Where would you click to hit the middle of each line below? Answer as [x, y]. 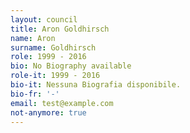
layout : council [44, 19]
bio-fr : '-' [35, 94]
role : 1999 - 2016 [48, 57]
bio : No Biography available [71, 66]
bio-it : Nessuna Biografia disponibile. [96, 85]
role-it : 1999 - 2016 [55, 76]
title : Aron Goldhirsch [60, 29]
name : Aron [33, 38]
